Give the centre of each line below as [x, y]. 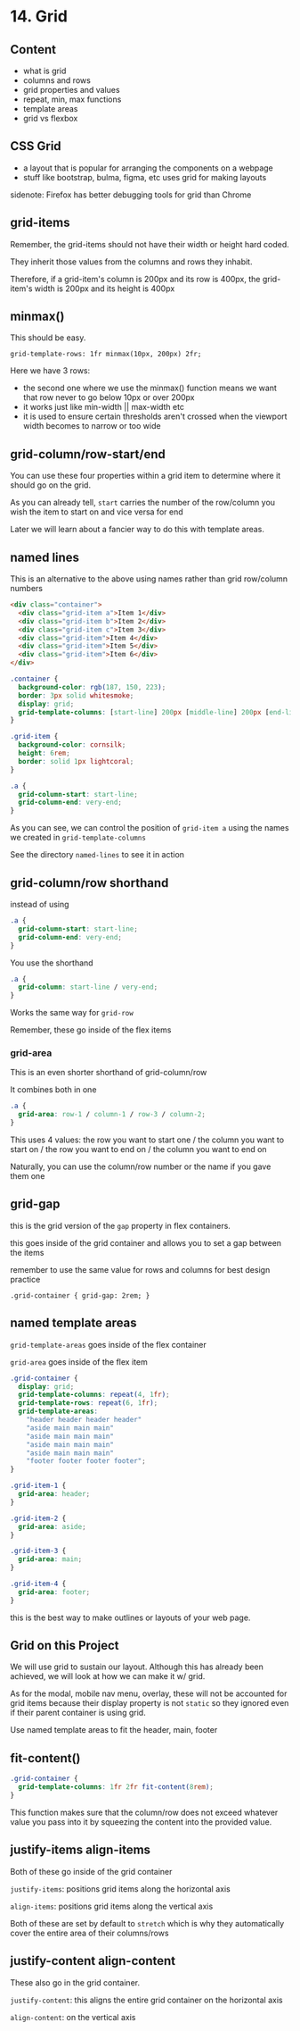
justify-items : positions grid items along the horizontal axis [120, 1889]
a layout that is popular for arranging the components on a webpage [148, 168]
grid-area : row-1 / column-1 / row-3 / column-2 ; [112, 1115]
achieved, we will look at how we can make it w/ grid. [108, 1676]
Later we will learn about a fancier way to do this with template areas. [138, 530]
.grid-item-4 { [38, 1584]
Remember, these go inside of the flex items [91, 1030]
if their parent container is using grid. [78, 1713]
